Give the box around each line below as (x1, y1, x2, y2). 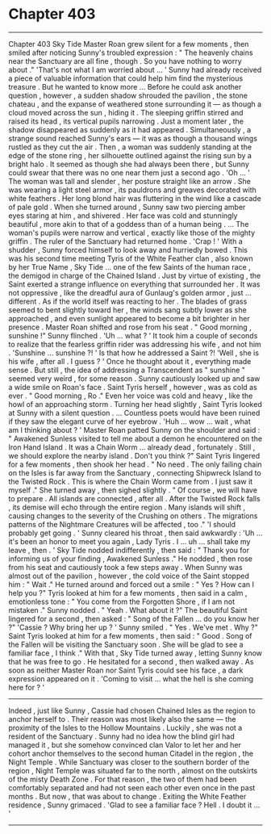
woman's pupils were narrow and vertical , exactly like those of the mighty (8, 228, 256, 237)
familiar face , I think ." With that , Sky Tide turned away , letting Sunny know (8, 648, 263, 658)
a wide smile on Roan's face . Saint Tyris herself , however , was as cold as (8, 382, 258, 392)
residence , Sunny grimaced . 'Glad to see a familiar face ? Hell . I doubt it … (8, 800, 261, 810)
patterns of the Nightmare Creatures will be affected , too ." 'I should (8, 519, 236, 529)
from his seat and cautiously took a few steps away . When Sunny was (8, 562, 244, 572)
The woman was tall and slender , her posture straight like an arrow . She (8, 176, 252, 186)
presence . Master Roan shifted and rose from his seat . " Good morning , (8, 322, 252, 332)
